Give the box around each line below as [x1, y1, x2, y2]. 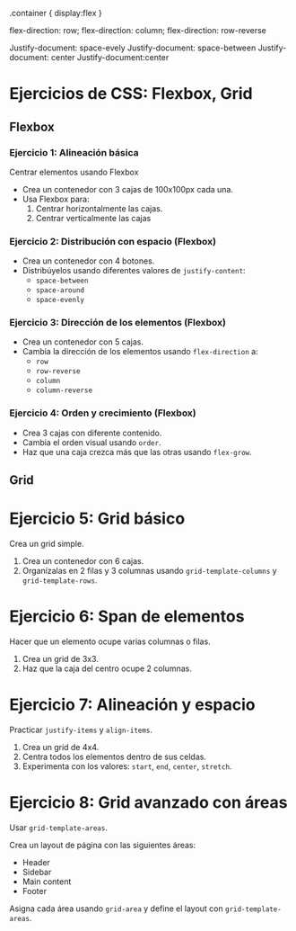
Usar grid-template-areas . [9, 822, 108, 833]
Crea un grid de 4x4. [22, 741, 100, 752]
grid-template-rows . [22, 575, 98, 586]
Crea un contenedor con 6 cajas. [22, 556, 144, 567]
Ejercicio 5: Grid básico [9, 508, 186, 529]
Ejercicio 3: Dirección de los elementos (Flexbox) [9, 317, 227, 329]
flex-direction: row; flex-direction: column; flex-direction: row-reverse [9, 25, 267, 35]
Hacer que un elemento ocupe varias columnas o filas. [9, 636, 211, 647]
